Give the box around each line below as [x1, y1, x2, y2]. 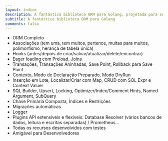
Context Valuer [12, 83, 43, 89]
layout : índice [5, 7, 37, 12]
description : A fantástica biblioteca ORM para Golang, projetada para [5, 12, 157, 17]
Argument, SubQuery [12, 93, 56, 99]
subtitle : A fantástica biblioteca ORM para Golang [5, 16, 115, 21]
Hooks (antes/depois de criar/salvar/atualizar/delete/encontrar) [12, 51, 143, 57]
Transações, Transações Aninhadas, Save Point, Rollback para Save [12, 61, 152, 67]
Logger [12, 109, 27, 115]
